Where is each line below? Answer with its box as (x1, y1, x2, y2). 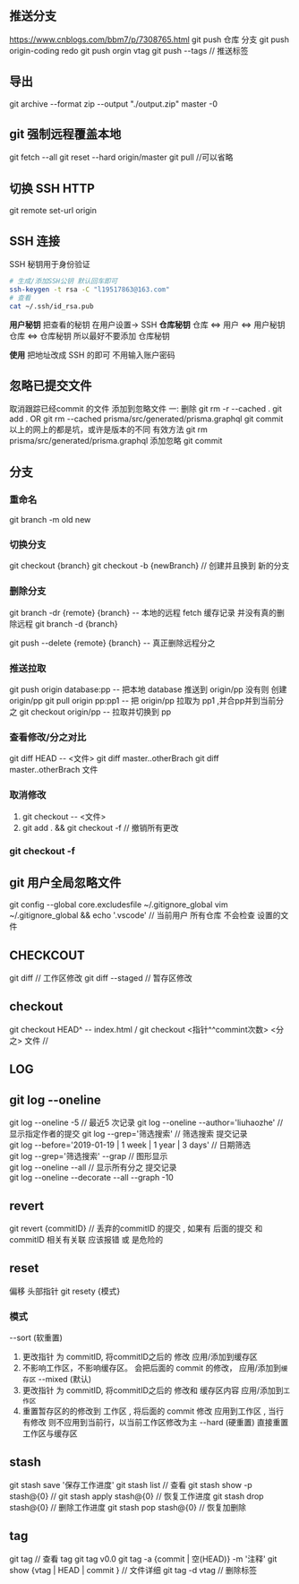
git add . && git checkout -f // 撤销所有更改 (21, 822, 179, 833)
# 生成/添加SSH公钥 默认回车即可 (9, 277, 118, 286)
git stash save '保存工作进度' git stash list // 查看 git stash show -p (9, 1479, 252, 1490)
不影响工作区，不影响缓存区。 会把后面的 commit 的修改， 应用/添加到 (21, 1363, 282, 1373)
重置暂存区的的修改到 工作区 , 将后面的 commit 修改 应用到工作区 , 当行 (21, 1406, 285, 1416)
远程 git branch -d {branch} (16, 618, 118, 629)
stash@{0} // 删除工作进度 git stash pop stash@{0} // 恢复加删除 (9, 1502, 247, 1512)
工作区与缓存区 (21, 1428, 78, 1439)
